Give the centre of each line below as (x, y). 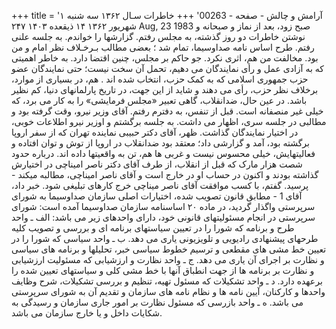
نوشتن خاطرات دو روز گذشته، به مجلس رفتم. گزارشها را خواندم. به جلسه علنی (158, 36)
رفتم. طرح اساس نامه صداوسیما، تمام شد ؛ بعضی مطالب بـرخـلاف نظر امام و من (163, 47)
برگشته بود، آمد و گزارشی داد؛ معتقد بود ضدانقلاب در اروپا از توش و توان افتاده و (160, 143)
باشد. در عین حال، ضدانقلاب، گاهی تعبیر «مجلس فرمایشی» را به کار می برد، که (159, 100)
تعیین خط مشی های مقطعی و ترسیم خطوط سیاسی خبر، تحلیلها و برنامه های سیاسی (169, 249)
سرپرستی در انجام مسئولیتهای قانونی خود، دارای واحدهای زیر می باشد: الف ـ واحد (163, 217)
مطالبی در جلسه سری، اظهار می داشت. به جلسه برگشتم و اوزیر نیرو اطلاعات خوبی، (169, 121)
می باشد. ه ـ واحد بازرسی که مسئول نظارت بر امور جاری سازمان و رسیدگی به (157, 302)
